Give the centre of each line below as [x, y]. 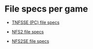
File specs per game [46, 9]
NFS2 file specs [28, 32]
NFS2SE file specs [30, 41]
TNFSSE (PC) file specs [35, 22]
